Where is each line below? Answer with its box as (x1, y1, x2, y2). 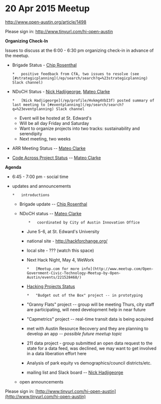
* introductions (12, 192, 50, 198)
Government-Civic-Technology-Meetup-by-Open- (26, 270, 121, 276)
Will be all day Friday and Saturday (19, 120, 89, 126)
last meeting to (12, 102, 45, 107)
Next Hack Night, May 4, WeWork (26, 257, 94, 263)
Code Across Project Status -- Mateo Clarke (12, 155, 101, 161)
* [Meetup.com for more (26, 266, 80, 271)
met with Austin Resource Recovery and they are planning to (26, 325, 149, 331)
